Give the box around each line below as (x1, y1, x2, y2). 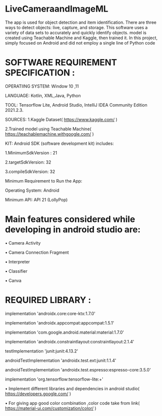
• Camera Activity (5, 240, 41, 246)
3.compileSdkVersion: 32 (5, 169, 55, 174)
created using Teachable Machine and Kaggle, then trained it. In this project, (5, 35, 158, 41)
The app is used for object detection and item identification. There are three (5, 19, 157, 25)
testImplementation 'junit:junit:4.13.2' (5, 348, 79, 354)
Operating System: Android (5, 187, 60, 193)
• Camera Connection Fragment (5, 249, 69, 255)
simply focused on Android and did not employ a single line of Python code (5, 40, 155, 46)
